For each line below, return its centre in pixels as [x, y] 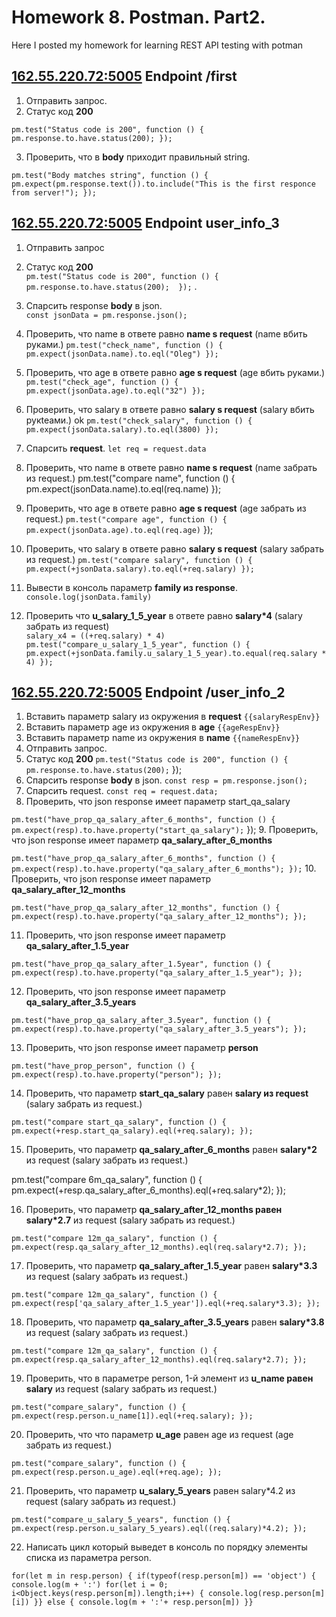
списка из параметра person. [88, 1558]
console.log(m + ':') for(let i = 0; [90, 1585]
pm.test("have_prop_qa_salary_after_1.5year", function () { [141, 964]
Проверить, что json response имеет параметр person [142, 1048]
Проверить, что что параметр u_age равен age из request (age [159, 1435]
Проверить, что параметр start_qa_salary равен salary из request [167, 1093]
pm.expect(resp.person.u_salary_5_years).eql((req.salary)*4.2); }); [159, 1529]
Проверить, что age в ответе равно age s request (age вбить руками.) [175, 372]
